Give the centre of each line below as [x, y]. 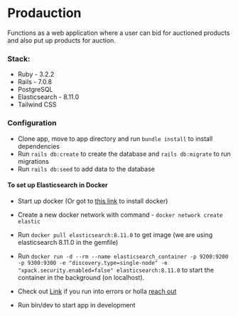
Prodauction [44, 13]
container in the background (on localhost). [81, 277]
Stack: [19, 58]
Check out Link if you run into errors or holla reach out [97, 291]
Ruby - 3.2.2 [36, 74]
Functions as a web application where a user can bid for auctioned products [119, 33]
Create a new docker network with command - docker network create [120, 214]
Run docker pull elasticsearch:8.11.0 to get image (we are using [115, 235]
